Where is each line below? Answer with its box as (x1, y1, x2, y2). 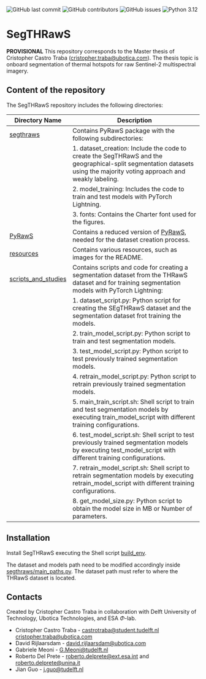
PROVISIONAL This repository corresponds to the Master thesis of (6, 47, 175, 55)
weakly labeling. (72, 175, 119, 183)
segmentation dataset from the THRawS (72, 270, 188, 279)
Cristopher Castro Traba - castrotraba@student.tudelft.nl (15, 627, 159, 634)
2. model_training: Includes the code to (72, 184, 185, 193)
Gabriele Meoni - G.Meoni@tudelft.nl (15, 646, 109, 654)
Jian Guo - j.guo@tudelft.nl (15, 665, 84, 673)
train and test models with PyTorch (72, 192, 173, 201)
